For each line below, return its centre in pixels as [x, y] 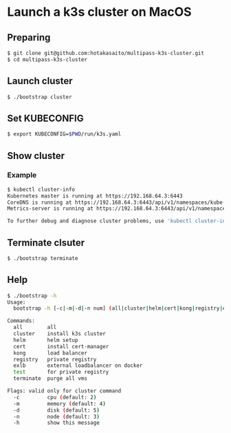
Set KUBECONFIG [45, 118]
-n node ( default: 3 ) [56, 416]
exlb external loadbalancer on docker [78, 366]
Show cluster [36, 156]
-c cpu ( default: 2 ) [55, 397]
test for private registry [61, 372]
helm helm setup [46, 340]
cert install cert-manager [61, 346]
